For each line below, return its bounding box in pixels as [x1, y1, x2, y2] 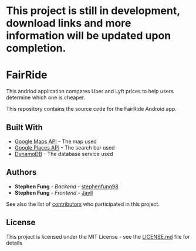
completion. [6, 42, 66, 55]
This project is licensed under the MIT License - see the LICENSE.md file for [6, 233, 190, 240]
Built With [6, 122, 43, 133]
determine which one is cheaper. [6, 94, 86, 101]
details [6, 239, 22, 246]
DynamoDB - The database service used [14, 150, 113, 157]
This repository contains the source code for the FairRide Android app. [6, 106, 177, 113]
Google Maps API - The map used [14, 138, 97, 145]
